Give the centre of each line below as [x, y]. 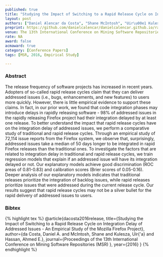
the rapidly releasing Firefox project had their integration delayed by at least [81, 118]
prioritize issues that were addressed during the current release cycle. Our [79, 185]
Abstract [16, 76]
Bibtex [13, 208]
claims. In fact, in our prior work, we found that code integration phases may [81, 107]
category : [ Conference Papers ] [37, 50]
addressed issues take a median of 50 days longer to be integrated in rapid [80, 144]
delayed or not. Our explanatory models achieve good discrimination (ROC [79, 164]
